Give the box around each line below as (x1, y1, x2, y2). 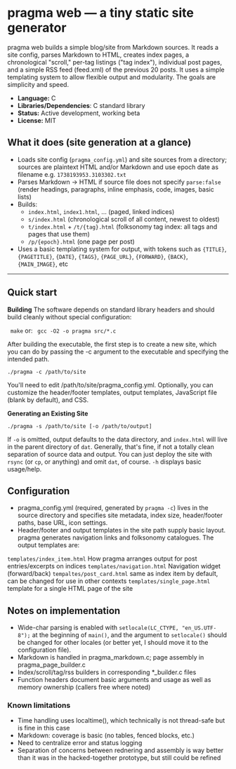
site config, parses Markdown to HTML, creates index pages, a (7, 51, 190, 59)
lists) (17, 192, 32, 201)
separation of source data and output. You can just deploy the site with (7, 450, 213, 458)
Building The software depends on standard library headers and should (7, 305, 215, 314)
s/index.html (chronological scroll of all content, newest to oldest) (27, 215, 220, 223)
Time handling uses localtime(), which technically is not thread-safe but (17, 716, 225, 725)
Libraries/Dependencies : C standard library (17, 101, 145, 109)
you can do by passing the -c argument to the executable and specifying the (7, 347, 229, 356)
